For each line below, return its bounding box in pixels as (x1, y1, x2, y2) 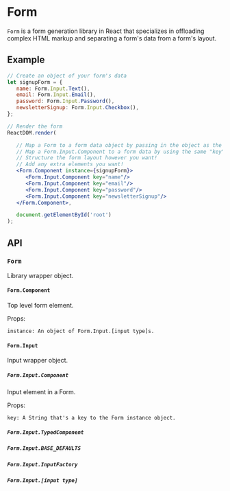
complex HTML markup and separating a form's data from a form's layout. (7, 34, 217, 42)
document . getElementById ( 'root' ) (16, 212, 112, 218)
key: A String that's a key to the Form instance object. (7, 415, 176, 422)
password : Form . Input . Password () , (16, 98, 115, 105)
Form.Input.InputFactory (7, 461, 78, 468)
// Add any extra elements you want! (16, 161, 125, 168)
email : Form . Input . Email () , (16, 91, 97, 98)
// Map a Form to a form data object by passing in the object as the (16, 141, 222, 148)
